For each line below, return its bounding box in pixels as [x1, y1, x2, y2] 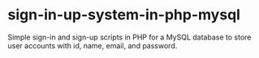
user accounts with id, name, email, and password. [7, 40, 178, 50]
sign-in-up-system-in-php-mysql [7, 6, 241, 24]
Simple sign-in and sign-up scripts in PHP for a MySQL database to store [7, 32, 252, 42]
